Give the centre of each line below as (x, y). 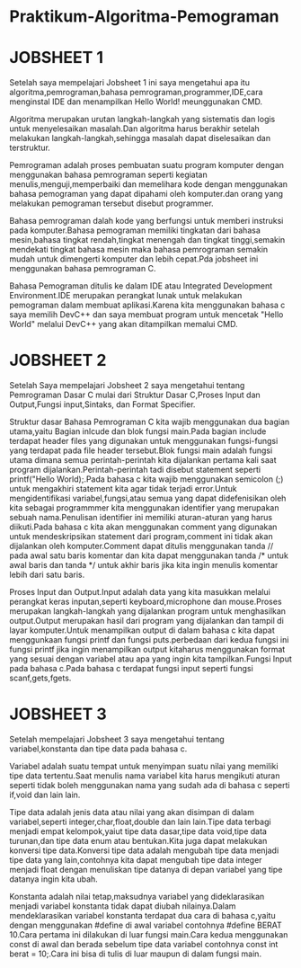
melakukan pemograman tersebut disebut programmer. (111, 203)
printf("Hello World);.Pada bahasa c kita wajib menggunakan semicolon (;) (146, 479)
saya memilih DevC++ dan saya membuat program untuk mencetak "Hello (146, 315)
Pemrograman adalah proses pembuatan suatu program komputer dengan (147, 165)
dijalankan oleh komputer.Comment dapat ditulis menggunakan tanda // (142, 546)
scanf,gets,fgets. (40, 678)
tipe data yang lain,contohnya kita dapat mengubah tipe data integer (136, 860)
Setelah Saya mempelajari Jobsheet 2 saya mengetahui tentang (127, 386)
